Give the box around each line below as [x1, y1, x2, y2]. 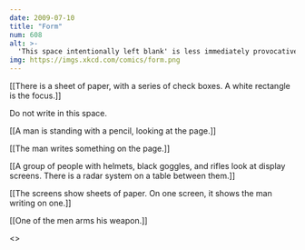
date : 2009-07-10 [9, 13, 75, 23]
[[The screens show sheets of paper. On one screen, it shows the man [9, 188, 272, 198]
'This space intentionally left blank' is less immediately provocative [17, 47, 299, 56]
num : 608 [9, 30, 43, 39]
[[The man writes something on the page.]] [9, 143, 171, 154]
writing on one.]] [9, 197, 72, 208]
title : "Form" [9, 22, 64, 31]
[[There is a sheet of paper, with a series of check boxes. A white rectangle [9, 81, 290, 91]
